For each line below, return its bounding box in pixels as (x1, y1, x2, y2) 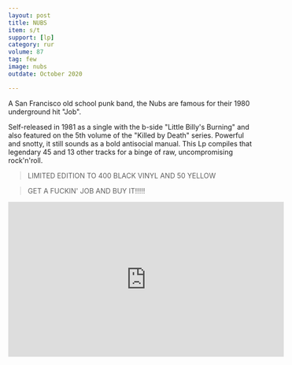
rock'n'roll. (8, 155, 43, 165)
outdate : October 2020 (8, 70, 83, 78)
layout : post (8, 11, 51, 20)
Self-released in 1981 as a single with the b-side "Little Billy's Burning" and (8, 122, 249, 131)
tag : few (8, 56, 37, 64)
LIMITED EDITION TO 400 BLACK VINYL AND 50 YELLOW (27, 171, 216, 180)
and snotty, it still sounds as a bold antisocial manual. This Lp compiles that (8, 138, 253, 148)
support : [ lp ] (8, 33, 55, 42)
